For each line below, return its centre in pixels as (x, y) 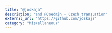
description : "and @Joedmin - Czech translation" (56, 14)
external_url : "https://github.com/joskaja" (51, 18)
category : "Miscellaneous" (32, 23)
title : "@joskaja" (24, 9)
